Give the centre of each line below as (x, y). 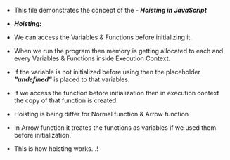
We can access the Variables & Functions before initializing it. (103, 37)
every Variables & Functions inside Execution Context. (92, 58)
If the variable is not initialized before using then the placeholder (107, 72)
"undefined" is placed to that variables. (72, 79)
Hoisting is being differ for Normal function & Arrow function (101, 114)
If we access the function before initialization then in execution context (116, 93)
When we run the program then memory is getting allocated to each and (119, 51)
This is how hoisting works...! (56, 149)
